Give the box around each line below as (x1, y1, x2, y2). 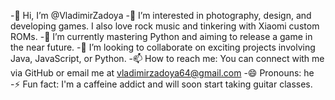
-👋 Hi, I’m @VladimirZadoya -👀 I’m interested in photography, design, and (10, 10, 312, 21)
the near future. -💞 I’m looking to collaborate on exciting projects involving (10, 41, 316, 53)
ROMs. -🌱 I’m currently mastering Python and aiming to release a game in (10, 31, 313, 42)
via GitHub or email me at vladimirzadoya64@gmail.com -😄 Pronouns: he (10, 67, 315, 79)
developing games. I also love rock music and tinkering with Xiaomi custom (10, 20, 320, 32)
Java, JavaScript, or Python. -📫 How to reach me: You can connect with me (10, 53, 325, 64)
